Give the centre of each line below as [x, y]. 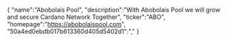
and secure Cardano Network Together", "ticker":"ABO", [86, 17]
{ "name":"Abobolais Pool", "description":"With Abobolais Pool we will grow [114, 10]
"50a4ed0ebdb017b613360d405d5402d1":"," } [73, 31]
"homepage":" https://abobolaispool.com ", [67, 24]
